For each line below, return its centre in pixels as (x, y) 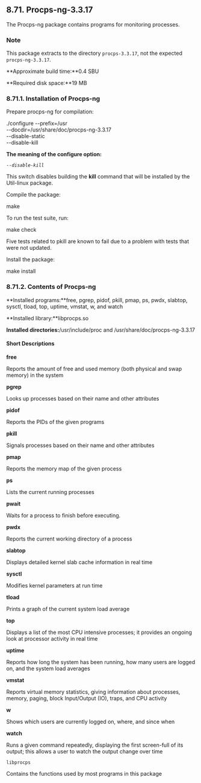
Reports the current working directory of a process (69, 539)
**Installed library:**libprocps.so (48, 318)
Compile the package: (34, 195)
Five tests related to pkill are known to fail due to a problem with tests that (98, 241)
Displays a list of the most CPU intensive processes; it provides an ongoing (99, 632)
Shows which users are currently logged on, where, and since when (91, 721)
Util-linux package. (30, 183)
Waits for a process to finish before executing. (63, 515)
